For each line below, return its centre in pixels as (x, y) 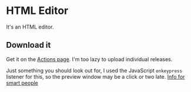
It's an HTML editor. (30, 27)
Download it (29, 45)
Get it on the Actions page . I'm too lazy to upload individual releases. (89, 59)
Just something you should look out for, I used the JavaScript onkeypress (94, 70)
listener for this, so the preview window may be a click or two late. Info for (95, 76)
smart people (22, 83)
